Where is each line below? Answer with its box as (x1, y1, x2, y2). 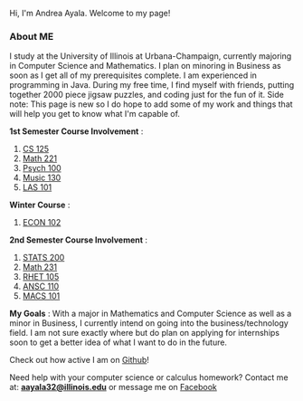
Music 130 (22, 172, 62, 184)
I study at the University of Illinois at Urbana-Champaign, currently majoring (9, 51, 292, 62)
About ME (9, 30, 54, 43)
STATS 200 (22, 253, 65, 263)
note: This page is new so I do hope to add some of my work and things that (9, 99, 293, 110)
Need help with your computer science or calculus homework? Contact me (9, 372, 289, 383)
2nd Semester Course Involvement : (9, 234, 147, 245)
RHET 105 (22, 272, 60, 282)
